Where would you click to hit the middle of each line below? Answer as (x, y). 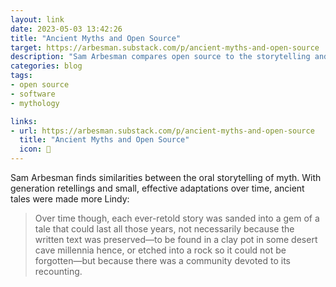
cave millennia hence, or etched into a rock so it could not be (160, 250)
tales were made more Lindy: (70, 199)
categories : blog (46, 66)
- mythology (35, 103)
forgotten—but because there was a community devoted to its (162, 260)
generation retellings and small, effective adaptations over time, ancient (157, 188)
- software (33, 94)
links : (24, 121)
